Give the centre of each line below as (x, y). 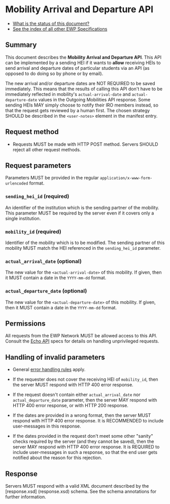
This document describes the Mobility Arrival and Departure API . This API (83, 57)
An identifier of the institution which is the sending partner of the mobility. (82, 207)
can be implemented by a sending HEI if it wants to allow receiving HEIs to (83, 63)
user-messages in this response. (47, 426)
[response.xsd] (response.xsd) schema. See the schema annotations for (81, 491)
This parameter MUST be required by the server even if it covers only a (80, 213)
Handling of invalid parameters (55, 357)
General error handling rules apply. (49, 369)
